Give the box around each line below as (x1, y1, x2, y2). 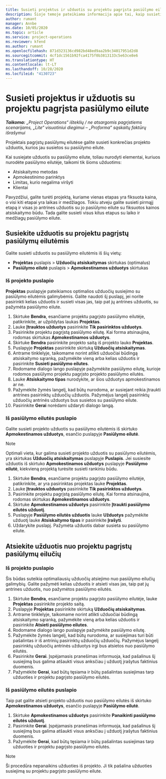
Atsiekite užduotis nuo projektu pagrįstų (5, 542, 132, 551)
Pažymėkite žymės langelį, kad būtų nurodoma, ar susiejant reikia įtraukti (12, 387, 161, 392)
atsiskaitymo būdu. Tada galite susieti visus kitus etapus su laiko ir (5, 210, 140, 216)
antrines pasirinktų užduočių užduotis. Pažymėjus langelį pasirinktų (12, 392, 150, 398)
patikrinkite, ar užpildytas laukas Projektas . (12, 319, 101, 325)
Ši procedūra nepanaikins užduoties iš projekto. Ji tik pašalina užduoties (5, 763, 152, 769)
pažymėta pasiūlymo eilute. (5, 304, 62, 310)
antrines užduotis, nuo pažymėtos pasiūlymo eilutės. (5, 586, 113, 592)
